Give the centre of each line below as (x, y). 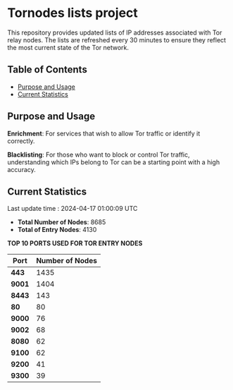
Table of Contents (48, 69)
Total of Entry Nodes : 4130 (57, 230)
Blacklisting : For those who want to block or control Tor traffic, (99, 154)
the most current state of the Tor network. (68, 47)
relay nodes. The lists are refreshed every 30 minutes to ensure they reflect (117, 39)
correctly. (21, 141)
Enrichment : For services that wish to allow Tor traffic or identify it (104, 133)
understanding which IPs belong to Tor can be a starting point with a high (114, 162)
